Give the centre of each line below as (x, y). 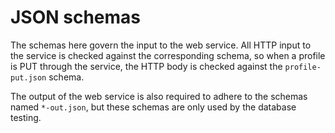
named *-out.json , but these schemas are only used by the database (153, 107)
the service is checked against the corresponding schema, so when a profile (168, 55)
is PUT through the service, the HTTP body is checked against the (146, 66)
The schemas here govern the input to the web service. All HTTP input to (161, 45)
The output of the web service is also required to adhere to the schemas (159, 96)
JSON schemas (76, 17)
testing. (26, 117)
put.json (28, 77)
